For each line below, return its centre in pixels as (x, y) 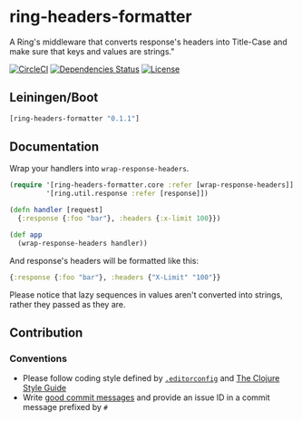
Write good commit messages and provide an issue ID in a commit (146, 397)
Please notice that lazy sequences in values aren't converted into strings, (146, 294)
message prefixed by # (65, 407)
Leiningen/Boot (54, 98)
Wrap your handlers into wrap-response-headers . (99, 169)
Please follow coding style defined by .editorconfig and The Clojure (151, 378)
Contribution (46, 333)
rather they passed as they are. (68, 304)
